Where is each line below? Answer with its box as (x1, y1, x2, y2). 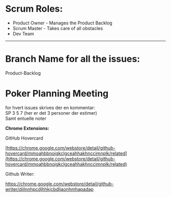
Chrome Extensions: (5, 125, 49, 131)
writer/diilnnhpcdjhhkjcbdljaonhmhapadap (5, 186, 94, 192)
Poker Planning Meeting (5, 88, 109, 100)
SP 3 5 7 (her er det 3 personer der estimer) (5, 110, 98, 116)
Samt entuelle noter (5, 115, 47, 121)
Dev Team (12, 30, 34, 37)
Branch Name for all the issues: (5, 53, 140, 65)
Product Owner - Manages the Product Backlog (12, 20, 113, 26)
